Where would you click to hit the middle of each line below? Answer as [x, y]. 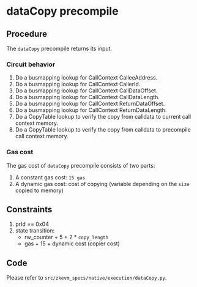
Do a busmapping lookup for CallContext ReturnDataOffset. [90, 104]
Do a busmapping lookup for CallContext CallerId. [78, 84]
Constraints [29, 209]
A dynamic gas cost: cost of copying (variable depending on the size [102, 184]
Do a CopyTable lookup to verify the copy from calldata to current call [103, 117]
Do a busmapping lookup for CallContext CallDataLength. [87, 97]
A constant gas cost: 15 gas [50, 177]
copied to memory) [39, 190]
